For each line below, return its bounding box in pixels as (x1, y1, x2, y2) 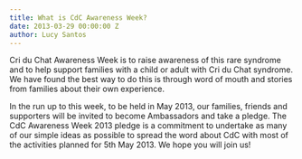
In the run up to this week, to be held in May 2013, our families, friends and (9, 101, 288, 112)
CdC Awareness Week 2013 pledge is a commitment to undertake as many (9, 120, 288, 131)
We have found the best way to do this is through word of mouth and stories (9, 74, 293, 85)
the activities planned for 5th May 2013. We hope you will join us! (9, 139, 251, 150)
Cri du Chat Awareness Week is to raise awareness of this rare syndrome (9, 55, 282, 66)
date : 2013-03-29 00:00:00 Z (9, 22, 119, 31)
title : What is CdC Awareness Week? (9, 13, 147, 23)
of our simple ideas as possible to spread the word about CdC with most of (9, 130, 289, 141)
